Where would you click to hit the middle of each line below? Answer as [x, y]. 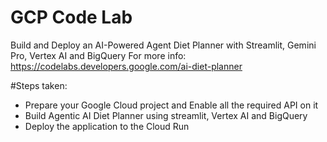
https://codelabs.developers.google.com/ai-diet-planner [126, 66]
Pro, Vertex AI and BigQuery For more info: [98, 55]
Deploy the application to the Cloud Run [107, 126]
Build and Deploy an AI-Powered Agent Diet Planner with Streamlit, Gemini [163, 45]
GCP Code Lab [71, 17]
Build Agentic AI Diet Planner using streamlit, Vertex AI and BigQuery [166, 115]
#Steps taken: [39, 85]
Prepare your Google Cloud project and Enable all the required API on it [171, 105]
